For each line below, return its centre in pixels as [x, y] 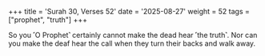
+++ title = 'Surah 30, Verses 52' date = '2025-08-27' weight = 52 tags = [129, 11]
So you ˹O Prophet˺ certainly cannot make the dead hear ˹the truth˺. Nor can [133, 35]
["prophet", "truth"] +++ [48, 20]
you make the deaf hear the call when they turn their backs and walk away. [132, 43]
